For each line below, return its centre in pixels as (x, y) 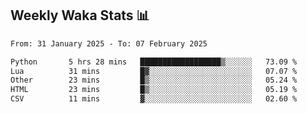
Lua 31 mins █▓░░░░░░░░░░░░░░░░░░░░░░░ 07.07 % (154, 71)
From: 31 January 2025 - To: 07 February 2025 (109, 43)
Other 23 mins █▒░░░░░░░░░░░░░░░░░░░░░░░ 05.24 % (154, 80)
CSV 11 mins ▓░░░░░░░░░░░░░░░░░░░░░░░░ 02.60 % (154, 99)
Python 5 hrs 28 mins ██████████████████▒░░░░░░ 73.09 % (154, 62)
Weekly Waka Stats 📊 (80, 15)
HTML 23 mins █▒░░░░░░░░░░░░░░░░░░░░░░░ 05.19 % (154, 90)
